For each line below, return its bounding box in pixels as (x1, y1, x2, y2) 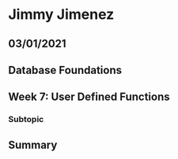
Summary (8, 138, 58, 151)
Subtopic (8, 114, 44, 125)
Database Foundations (8, 63, 123, 76)
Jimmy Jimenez (8, 6, 115, 24)
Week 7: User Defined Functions (8, 91, 170, 104)
